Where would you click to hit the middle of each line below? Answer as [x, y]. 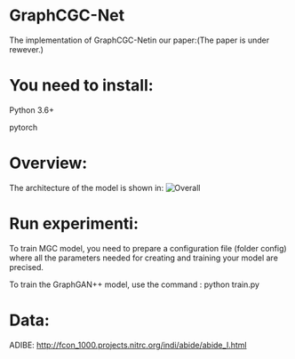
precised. [27, 267]
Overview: [48, 163]
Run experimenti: [74, 224]
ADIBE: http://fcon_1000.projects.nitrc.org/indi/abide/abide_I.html [128, 345]
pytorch [24, 127]
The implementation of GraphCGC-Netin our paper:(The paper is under [139, 40]
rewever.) [27, 49]
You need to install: [81, 86]
